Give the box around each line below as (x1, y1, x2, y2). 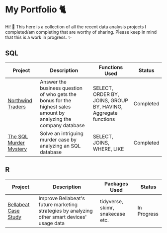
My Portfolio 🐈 (5, 4, 66, 15)
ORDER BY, (92, 90, 119, 97)
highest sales (39, 103, 71, 110)
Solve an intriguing (39, 130, 83, 137)
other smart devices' (38, 213, 87, 220)
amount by (39, 109, 65, 116)
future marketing (38, 201, 78, 208)
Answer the (39, 78, 67, 85)
